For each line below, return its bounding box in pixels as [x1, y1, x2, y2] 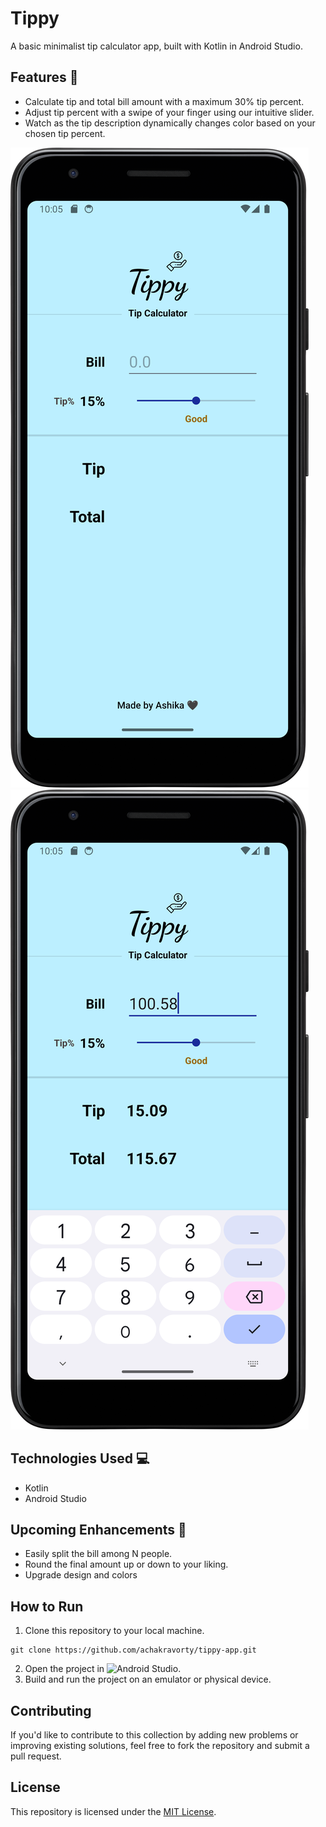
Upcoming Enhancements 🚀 [10, 1521, 187, 1538]
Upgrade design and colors [24, 1569, 138, 1581]
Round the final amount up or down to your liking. [24, 1558, 229, 1571]
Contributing [10, 1702, 92, 1719]
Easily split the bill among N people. [24, 1548, 173, 1560]
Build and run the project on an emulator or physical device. [24, 1673, 272, 1686]
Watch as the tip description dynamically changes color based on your [24, 117, 316, 129]
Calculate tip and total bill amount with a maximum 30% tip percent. [24, 95, 305, 107]
